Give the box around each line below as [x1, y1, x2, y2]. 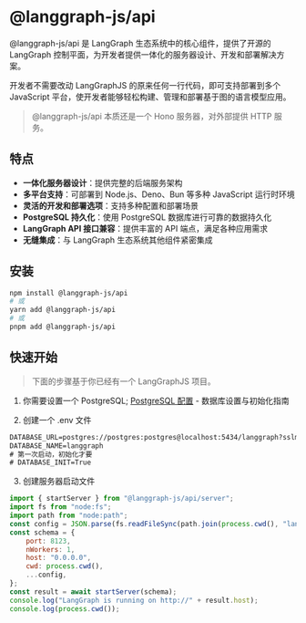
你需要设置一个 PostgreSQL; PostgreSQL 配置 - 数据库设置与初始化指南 [22, 395, 290, 406]
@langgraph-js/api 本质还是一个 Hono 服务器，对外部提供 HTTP [31, 110, 272, 121]
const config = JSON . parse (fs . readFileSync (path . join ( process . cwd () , [9, 519, 280, 528]
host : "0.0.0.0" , [25, 554, 92, 563]
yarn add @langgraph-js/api [9, 306, 117, 315]
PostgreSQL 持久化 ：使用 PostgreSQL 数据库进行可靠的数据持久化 [22, 212, 272, 223]
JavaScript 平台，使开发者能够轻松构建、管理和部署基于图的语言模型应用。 [9, 91, 291, 102]
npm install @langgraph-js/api [9, 288, 128, 297]
